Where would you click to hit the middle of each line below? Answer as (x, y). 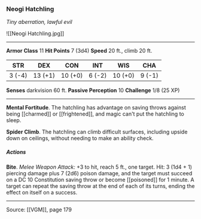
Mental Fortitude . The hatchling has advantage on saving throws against (96, 108)
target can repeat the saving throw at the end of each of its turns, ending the (100, 186)
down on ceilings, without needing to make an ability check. (80, 138)
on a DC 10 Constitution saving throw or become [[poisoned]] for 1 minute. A (100, 180)
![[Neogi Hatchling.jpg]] (35, 34)
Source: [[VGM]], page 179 (39, 210)
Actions (16, 152)
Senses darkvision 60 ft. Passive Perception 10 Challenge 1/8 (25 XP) (93, 90)
